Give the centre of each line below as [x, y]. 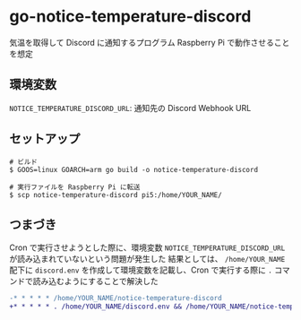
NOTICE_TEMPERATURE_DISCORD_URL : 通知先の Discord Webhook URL [130, 108]
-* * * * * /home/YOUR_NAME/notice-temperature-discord [116, 298]
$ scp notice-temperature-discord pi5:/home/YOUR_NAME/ [116, 195]
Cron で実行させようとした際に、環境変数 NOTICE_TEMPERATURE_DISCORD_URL [147, 247]
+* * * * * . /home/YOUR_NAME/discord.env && [95, 307]
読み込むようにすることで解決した [95, 281]
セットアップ [45, 139]
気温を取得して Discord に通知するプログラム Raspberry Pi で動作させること [150, 42]
